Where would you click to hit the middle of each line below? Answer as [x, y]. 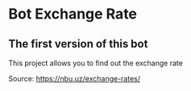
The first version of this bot [78, 44]
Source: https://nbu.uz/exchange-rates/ [75, 79]
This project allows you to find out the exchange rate [96, 63]
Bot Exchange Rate [73, 14]
